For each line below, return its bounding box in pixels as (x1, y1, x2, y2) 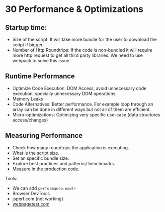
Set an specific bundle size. (12, 155, 70, 161)
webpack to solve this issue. (12, 58, 71, 63)
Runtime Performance (5, 72, 75, 81)
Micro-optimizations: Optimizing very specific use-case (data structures (12, 111, 161, 117)
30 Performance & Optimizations (5, 3, 144, 15)
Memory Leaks (12, 96, 43, 102)
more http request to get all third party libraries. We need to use (12, 52, 143, 58)
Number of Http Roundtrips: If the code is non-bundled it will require (12, 47, 153, 53)
